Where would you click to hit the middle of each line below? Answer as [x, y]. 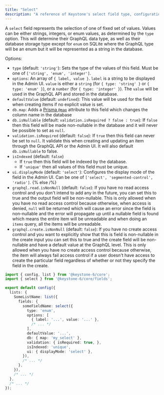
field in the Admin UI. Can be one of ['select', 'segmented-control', [82, 177]
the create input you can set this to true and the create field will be [79, 239]
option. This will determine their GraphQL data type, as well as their [73, 38]
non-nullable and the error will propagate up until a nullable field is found [85, 213]
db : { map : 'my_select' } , [54, 338]
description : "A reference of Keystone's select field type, [69, 14]
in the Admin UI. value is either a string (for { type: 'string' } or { [81, 83]
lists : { [18, 292]
